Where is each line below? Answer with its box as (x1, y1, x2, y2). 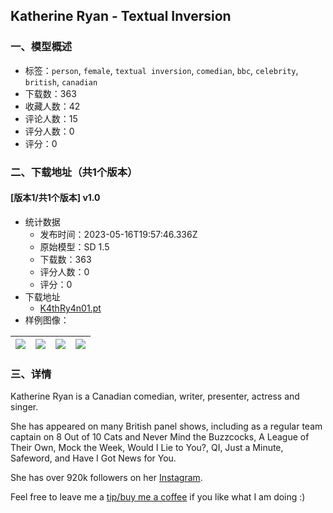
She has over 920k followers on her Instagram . (10, 472, 203, 484)
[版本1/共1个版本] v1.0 (10, 192, 101, 204)
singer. (10, 401, 39, 413)
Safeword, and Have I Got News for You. (10, 452, 177, 464)
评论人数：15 (24, 112, 78, 124)
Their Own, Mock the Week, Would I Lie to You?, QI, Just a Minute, (10, 442, 284, 454)
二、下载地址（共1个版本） (10, 165, 138, 179)
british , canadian (24, 75, 98, 88)
